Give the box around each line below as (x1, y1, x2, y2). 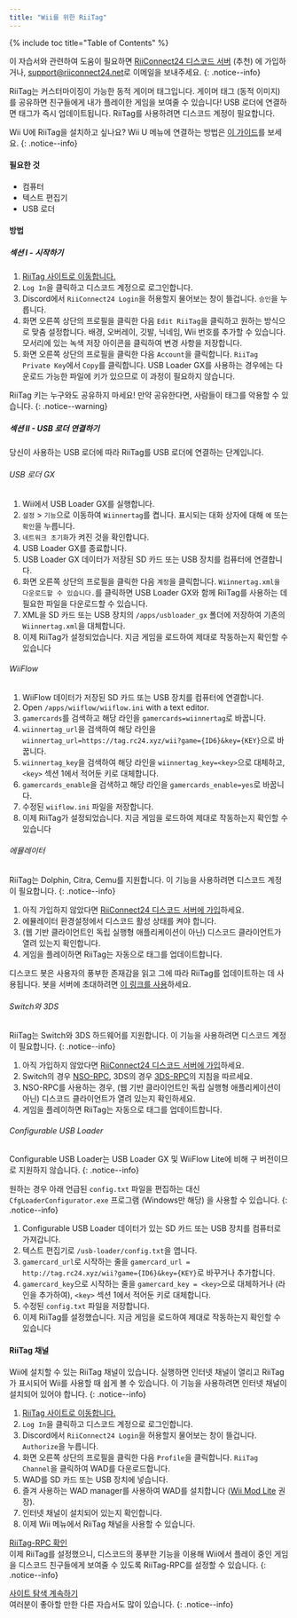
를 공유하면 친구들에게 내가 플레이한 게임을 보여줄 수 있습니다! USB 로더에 (9, 97, 264, 107)
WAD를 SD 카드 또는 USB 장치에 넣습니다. (21, 1474, 168, 1485)
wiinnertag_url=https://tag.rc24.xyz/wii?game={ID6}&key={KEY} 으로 (21, 734, 276, 746)
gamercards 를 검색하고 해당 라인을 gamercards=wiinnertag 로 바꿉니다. (21, 712, 266, 723)
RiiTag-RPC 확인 (9, 1537, 68, 1548)
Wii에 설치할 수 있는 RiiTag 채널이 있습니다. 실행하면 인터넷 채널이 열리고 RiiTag (9, 1366, 285, 1377)
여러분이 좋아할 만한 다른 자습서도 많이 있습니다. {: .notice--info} (9, 1598, 234, 1609)
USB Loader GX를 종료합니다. (21, 542, 127, 553)
